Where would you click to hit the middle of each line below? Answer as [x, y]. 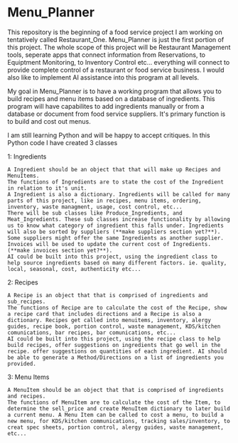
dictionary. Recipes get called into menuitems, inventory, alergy [109, 320]
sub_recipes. [27, 301]
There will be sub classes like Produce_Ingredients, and [95, 213]
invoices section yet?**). [73, 250]
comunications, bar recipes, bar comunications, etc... [92, 332]
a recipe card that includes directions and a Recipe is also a [104, 314]
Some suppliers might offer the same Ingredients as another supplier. [115, 238]
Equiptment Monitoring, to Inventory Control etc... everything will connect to [119, 62]
